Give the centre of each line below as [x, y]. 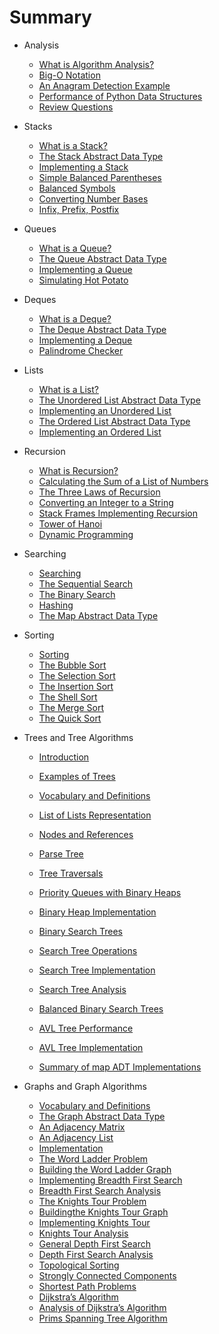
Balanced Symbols [77, 188]
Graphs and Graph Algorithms [85, 1086]
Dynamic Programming [86, 534]
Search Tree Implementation [97, 970]
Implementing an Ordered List [100, 432]
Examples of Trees [77, 776]
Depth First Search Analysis [96, 1254]
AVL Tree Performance [86, 1028]
